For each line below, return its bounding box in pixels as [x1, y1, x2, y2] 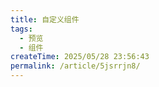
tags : [10, 24, 33, 34]
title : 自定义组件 [10, 14, 80, 25]
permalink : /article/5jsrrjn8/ [10, 61, 141, 71]
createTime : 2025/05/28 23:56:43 [10, 52, 150, 62]
